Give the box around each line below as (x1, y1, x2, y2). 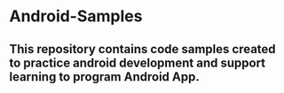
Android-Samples (9, 6, 143, 27)
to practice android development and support (9, 55, 266, 70)
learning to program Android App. (9, 69, 200, 84)
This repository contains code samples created (9, 42, 277, 57)
